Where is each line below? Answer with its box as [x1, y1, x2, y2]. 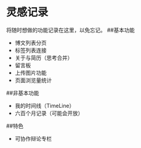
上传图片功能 [14, 69, 47, 76]
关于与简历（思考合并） [14, 54, 73, 61]
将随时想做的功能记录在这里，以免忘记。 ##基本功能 [6, 26, 135, 34]
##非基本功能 [6, 89, 39, 96]
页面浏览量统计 [14, 76, 52, 84]
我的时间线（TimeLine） [14, 102, 75, 109]
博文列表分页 [14, 39, 47, 46]
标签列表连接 [14, 46, 47, 54]
